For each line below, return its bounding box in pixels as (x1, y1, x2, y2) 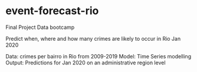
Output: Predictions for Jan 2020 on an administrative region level (5, 59, 166, 66)
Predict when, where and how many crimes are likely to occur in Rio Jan (5, 35, 181, 42)
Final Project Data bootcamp (5, 24, 75, 31)
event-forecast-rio (5, 4, 99, 18)
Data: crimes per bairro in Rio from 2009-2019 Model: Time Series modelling (5, 53, 192, 60)
